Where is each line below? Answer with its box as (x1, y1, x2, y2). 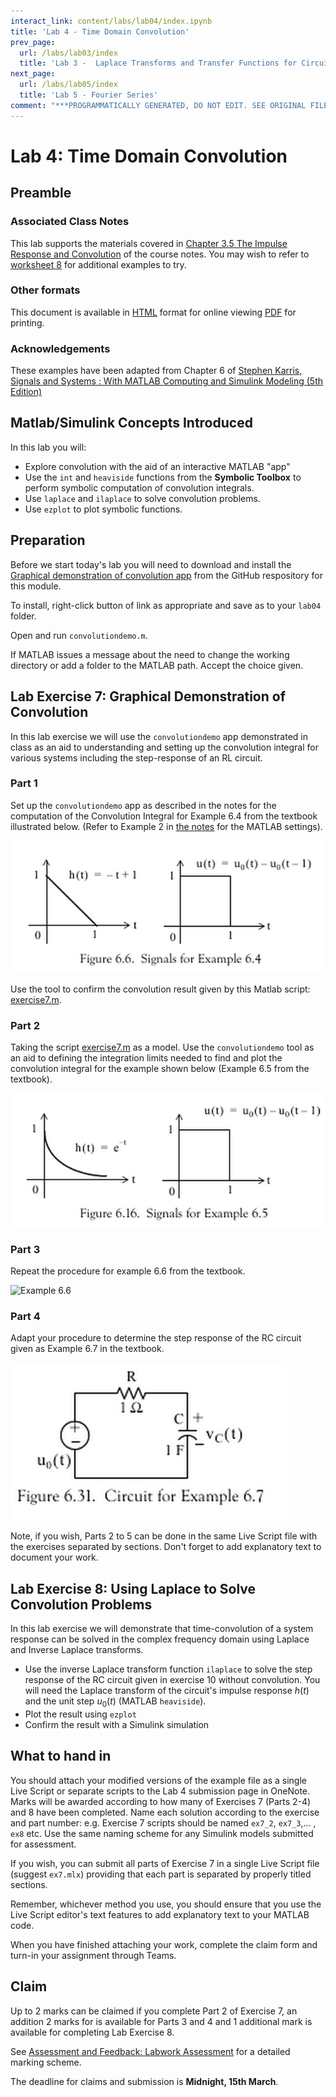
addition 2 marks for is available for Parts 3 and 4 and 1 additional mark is (10, 2015, 313, 2027)
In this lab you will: (10, 441, 87, 453)
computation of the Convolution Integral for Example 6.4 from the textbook (10, 810, 318, 822)
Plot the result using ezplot (24, 1708, 137, 1720)
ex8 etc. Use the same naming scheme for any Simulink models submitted (10, 1827, 314, 1839)
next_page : (10, 69, 56, 79)
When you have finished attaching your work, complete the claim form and (10, 1938, 318, 1950)
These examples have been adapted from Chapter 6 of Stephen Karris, (10, 365, 303, 377)
